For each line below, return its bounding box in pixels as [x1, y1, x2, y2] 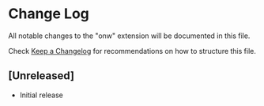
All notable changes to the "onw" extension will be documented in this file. [8, 31, 251, 40]
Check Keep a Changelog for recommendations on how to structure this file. [8, 46, 257, 55]
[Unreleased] [8, 69, 75, 83]
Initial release [19, 90, 63, 100]
